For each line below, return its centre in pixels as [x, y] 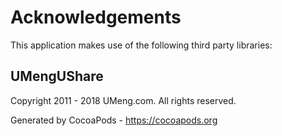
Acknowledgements [96, 17]
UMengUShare [57, 76]
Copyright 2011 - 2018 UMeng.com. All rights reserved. [123, 100]
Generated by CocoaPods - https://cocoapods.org [114, 120]
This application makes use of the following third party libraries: [141, 45]
